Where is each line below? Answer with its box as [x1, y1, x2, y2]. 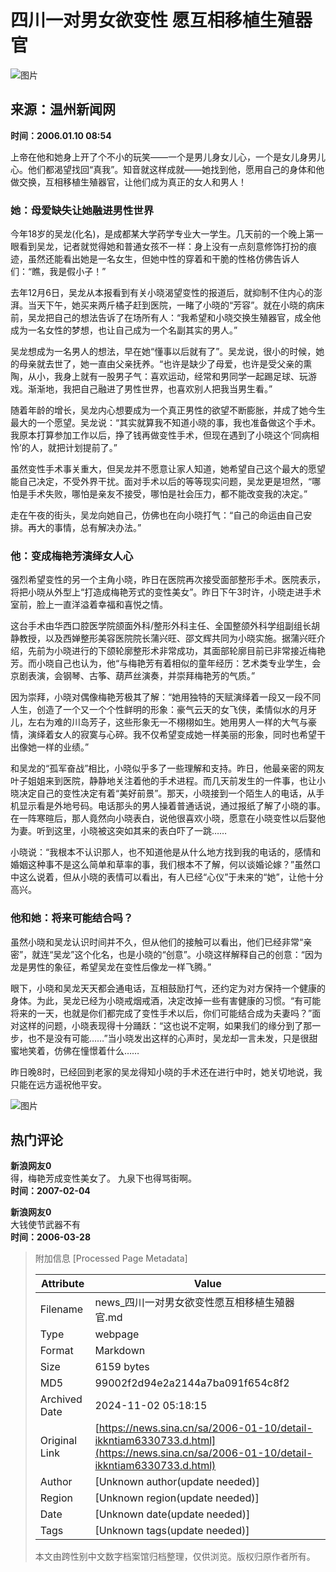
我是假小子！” [49, 266, 107, 278]
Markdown [94, 1344, 146, 1358]
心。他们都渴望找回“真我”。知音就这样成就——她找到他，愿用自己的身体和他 [10, 163, 325, 175]
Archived [39, 1392, 83, 1406]
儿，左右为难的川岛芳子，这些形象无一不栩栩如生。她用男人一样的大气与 [10, 716, 308, 728]
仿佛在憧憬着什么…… [53, 1044, 140, 1056]
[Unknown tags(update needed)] [94, 1524, 250, 1538]
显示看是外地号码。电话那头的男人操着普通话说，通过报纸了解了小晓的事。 [18, 800, 326, 812]
